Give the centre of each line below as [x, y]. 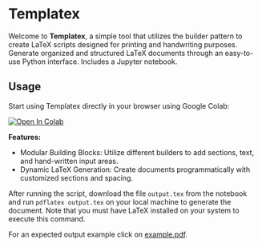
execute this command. [47, 219]
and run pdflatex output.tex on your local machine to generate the [120, 201]
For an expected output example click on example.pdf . [98, 234]
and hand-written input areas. [69, 161]
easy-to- [239, 53]
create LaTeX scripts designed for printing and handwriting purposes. [123, 44]
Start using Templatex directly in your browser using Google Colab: [119, 106]
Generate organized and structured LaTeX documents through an [116, 53]
